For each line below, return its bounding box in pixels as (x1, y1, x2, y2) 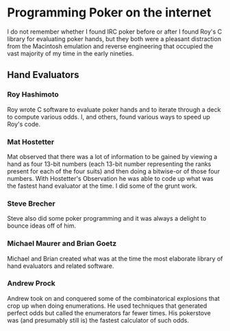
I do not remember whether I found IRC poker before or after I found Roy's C (7, 27, 222, 36)
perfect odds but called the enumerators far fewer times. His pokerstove (7, 308, 211, 317)
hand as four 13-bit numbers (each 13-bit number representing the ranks (7, 160, 212, 168)
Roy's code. (7, 120, 41, 128)
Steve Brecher (7, 199, 56, 208)
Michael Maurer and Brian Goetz (7, 238, 117, 248)
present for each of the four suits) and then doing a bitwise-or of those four (7, 167, 220, 175)
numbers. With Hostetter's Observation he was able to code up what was (7, 174, 214, 182)
